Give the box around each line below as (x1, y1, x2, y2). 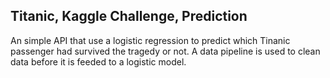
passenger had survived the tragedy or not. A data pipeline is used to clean (10, 45, 321, 57)
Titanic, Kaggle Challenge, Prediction (10, 8, 248, 25)
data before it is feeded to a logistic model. (10, 55, 187, 68)
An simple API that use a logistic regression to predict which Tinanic (10, 34, 291, 46)
